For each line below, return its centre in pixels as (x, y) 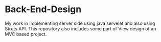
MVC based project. (26, 34)
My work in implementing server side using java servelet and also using (80, 23)
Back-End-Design (43, 9)
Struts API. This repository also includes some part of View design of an (80, 28)
